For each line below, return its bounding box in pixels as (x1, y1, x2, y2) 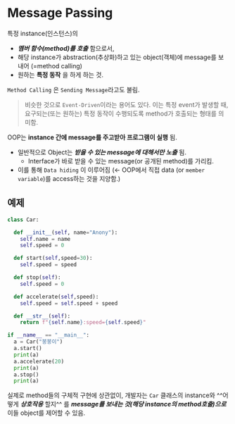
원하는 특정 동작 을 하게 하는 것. (17, 70, 104, 79)
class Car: (7, 216, 39, 223)
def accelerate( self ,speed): (13, 293, 99, 300)
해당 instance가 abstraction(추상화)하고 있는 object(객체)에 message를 (17, 53, 217, 61)
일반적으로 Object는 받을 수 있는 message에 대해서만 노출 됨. (17, 148, 187, 156)
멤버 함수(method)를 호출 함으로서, (17, 44, 115, 52)
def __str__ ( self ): (13, 312, 71, 320)
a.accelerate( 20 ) (13, 358, 65, 365)
